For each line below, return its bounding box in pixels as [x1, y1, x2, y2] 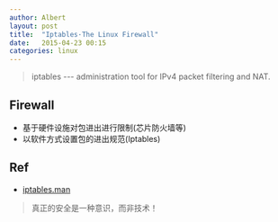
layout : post [9, 22, 58, 31]
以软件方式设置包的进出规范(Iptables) [22, 133, 161, 144]
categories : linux [9, 47, 78, 56]
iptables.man [22, 183, 71, 194]
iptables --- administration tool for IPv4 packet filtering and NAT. [31, 71, 272, 82]
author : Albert [9, 13, 67, 22]
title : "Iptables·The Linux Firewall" [9, 30, 159, 39]
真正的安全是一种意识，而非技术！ [31, 202, 158, 213]
